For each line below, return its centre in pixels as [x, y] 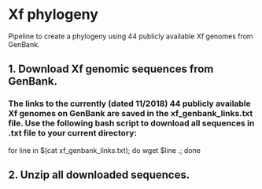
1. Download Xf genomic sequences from [111, 69]
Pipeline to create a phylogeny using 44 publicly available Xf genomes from [131, 36]
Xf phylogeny [53, 15]
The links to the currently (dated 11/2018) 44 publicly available [130, 104]
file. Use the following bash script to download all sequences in [131, 123]
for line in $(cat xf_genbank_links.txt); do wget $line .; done [104, 150]
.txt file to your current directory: [73, 133]
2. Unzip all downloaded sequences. [99, 175]
